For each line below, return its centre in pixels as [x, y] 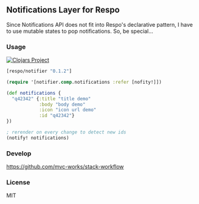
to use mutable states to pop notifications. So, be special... [80, 31]
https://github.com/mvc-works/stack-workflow [65, 167]
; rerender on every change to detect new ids [66, 132]
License [18, 183]
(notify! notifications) [38, 138]
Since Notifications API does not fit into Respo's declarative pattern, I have [100, 24]
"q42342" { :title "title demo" [51, 99]
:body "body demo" [62, 104]
